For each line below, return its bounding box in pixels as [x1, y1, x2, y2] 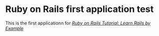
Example [5, 25, 24, 31]
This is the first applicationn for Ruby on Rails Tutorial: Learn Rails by [5, 20, 151, 26]
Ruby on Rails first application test [5, 3, 154, 15]
